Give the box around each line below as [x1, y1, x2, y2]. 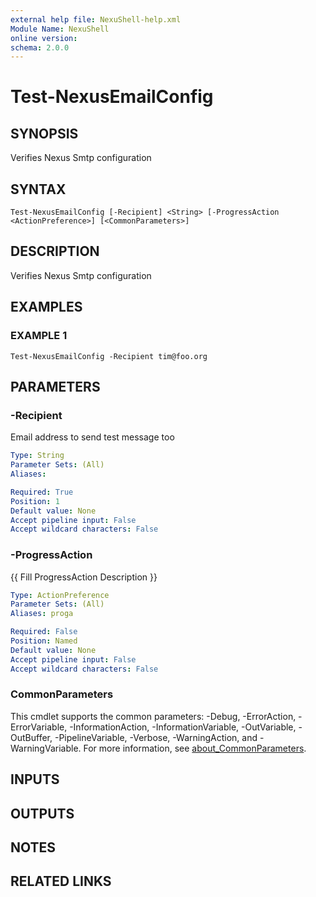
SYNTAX [10, 181, 67, 198]
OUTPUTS [10, 805, 75, 822]
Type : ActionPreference [10, 590, 110, 600]
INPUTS [10, 771, 60, 788]
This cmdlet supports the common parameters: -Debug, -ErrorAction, [10, 710, 297, 722]
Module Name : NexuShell [10, 24, 110, 34]
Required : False [10, 627, 78, 637]
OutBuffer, [10, 731, 53, 743]
